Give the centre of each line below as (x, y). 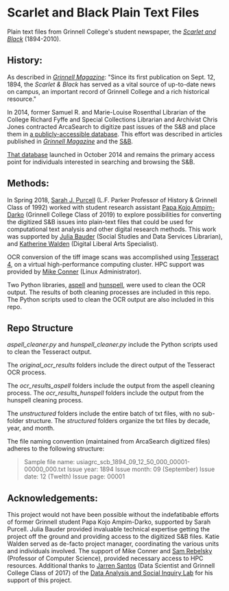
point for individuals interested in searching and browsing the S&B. (101, 162)
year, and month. (31, 428)
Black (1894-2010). (34, 38)
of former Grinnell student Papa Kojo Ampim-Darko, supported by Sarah (109, 522)
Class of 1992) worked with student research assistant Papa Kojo (99, 207)
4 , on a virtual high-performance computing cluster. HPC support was (106, 264)
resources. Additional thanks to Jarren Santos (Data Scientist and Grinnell (111, 566)
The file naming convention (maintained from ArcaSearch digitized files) (109, 442)
